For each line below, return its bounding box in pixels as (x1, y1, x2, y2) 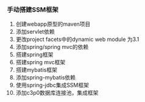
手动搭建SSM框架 (7, 5, 58, 13)
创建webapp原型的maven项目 (15, 20, 91, 28)
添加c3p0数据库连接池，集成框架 (15, 89, 99, 97)
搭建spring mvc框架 (15, 59, 66, 66)
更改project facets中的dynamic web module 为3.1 (15, 35, 140, 43)
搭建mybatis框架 (15, 66, 57, 74)
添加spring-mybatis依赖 (15, 74, 76, 81)
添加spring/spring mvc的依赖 (15, 43, 89, 51)
